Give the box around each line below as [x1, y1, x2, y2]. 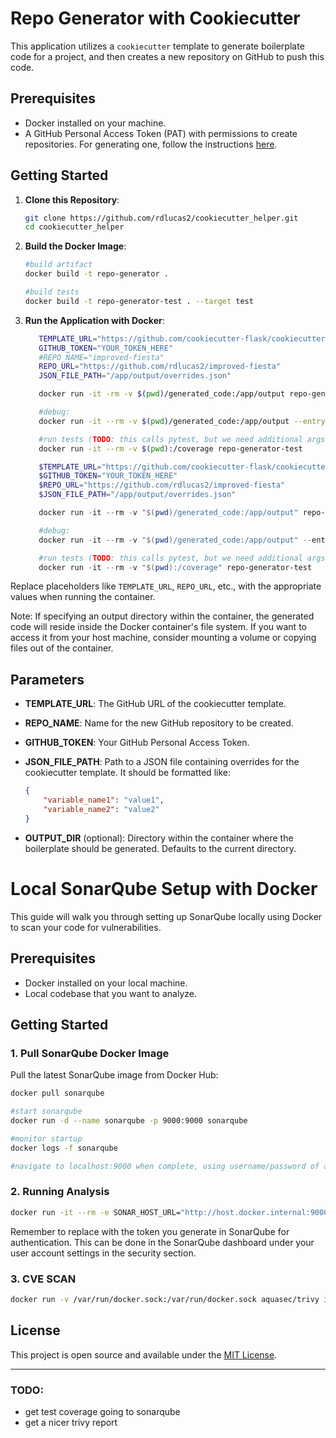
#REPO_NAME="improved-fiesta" [38, 352, 165, 362]
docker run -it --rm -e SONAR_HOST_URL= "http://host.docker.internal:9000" [10, 1207, 333, 1217]
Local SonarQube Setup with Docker [10, 877, 318, 900]
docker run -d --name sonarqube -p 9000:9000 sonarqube [10, 1115, 248, 1126]
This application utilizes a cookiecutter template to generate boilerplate [10, 40, 305, 52]
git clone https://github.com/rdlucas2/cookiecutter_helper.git [24, 213, 299, 223]
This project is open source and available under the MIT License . [10, 1348, 278, 1361]
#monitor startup [10, 1133, 83, 1144]
